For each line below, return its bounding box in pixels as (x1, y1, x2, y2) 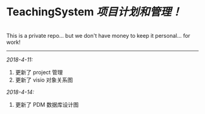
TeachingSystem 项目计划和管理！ (6, 5, 182, 19)
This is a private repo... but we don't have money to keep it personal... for (6, 32, 190, 39)
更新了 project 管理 (15, 68, 63, 76)
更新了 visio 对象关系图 (15, 76, 73, 84)
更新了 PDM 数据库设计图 (15, 101, 79, 108)
